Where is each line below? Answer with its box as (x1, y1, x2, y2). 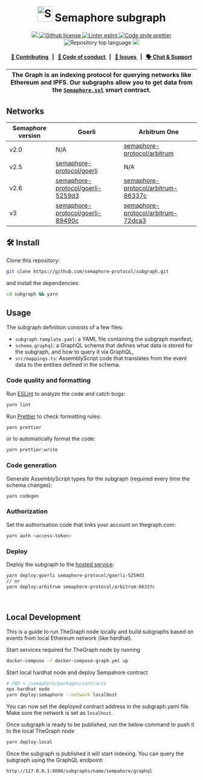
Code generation (6, 461, 57, 469)
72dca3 (123, 216, 147, 225)
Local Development (6, 612, 81, 622)
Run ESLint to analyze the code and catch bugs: (6, 390, 126, 397)
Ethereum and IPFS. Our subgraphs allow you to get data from (10, 79, 193, 87)
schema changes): (6, 481, 53, 489)
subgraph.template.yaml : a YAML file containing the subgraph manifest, (14, 335, 193, 343)
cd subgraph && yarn (6, 291, 59, 297)
